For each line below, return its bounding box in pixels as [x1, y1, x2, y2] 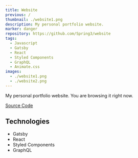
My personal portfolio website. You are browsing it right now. [5, 92, 133, 98]
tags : [5, 36, 17, 41]
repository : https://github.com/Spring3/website [5, 31, 111, 36]
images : [5, 69, 22, 74]
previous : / [5, 12, 31, 17]
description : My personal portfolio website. [5, 21, 104, 27]
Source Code [5, 102, 33, 109]
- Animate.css [10, 64, 40, 69]
